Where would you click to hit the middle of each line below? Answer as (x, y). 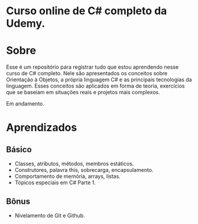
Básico (19, 149)
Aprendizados (42, 128)
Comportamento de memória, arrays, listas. (68, 177)
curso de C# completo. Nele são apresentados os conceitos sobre (87, 73)
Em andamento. (25, 104)
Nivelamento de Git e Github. (50, 215)
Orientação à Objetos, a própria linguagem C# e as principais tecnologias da (99, 80)
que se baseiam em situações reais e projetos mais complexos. (83, 92)
